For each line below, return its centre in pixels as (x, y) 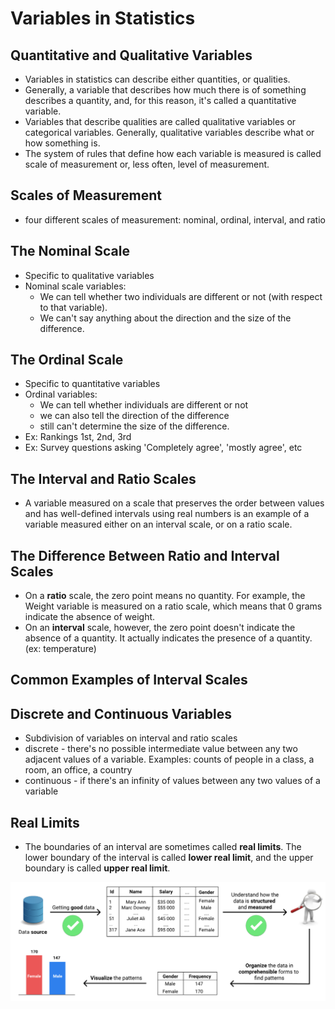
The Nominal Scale (70, 251)
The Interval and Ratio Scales (103, 478)
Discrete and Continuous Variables (121, 713)
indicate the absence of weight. (90, 617)
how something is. (62, 143)
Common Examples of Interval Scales (129, 680)
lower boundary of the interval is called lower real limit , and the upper (169, 858)
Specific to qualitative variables (89, 275)
